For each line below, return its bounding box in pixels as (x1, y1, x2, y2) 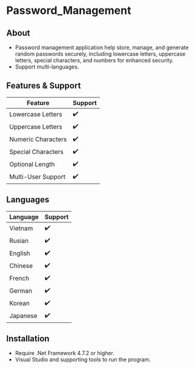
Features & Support (6, 81, 81, 91)
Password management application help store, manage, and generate (15, 44, 189, 51)
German (9, 287, 32, 295)
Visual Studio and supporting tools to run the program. (15, 356, 151, 364)
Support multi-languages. (15, 63, 79, 70)
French (9, 274, 30, 282)
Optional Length (9, 160, 55, 168)
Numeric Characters (9, 135, 67, 144)
